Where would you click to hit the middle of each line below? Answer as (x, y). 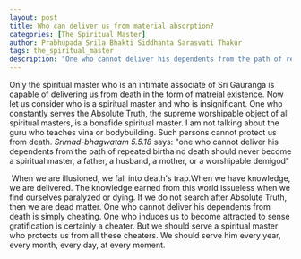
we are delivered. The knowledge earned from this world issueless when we (150, 188)
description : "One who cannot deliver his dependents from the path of (146, 59)
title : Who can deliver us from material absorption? (112, 26)
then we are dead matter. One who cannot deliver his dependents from (140, 207)
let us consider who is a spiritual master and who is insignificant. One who (146, 104)
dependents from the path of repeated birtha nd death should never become (150, 151)
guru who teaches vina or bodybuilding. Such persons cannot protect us (143, 132)
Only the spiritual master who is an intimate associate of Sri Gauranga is (142, 85)
